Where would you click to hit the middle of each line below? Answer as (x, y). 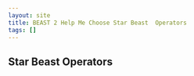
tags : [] (22, 30)
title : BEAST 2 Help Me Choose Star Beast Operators (98, 23)
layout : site (29, 15)
